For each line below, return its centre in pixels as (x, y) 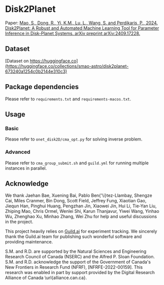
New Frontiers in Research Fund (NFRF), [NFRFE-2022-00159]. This (74, 267)
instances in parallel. (26, 168)
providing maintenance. (29, 242)
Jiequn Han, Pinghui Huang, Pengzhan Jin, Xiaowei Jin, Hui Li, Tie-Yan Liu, (81, 206)
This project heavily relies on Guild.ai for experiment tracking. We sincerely (81, 232)
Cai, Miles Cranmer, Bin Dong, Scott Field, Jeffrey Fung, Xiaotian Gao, (76, 201)
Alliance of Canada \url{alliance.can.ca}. (46, 278)
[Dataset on (17, 61)
